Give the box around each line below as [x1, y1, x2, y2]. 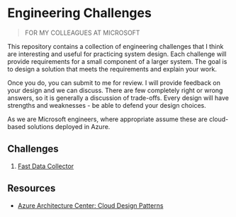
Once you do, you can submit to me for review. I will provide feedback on [7, 78, 221, 87]
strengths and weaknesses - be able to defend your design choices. [7, 101, 207, 109]
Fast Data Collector [17, 162, 74, 170]
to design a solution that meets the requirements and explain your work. [7, 65, 218, 73]
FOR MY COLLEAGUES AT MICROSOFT [24, 28, 140, 37]
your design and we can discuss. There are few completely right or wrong [7, 86, 223, 94]
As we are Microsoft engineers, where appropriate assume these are [7, 115, 208, 123]
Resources [7, 182, 56, 194]
